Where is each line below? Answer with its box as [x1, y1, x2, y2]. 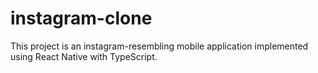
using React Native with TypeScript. [10, 50, 158, 62]
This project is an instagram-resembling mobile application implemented [10, 40, 309, 52]
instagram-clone [10, 7, 153, 30]
